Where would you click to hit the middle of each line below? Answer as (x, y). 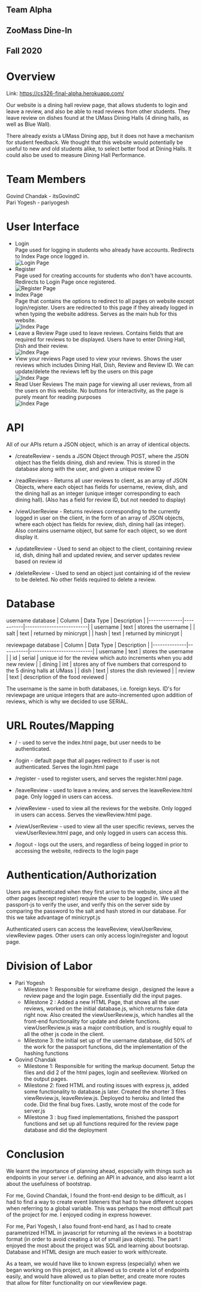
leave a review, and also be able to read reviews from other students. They (98, 111)
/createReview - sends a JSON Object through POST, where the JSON (102, 456)
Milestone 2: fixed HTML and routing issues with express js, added (106, 1085)
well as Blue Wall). (29, 124)
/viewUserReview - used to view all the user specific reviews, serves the (104, 826)
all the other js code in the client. (64, 1034)
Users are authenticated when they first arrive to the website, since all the (97, 892)
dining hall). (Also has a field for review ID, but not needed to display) (100, 500)
